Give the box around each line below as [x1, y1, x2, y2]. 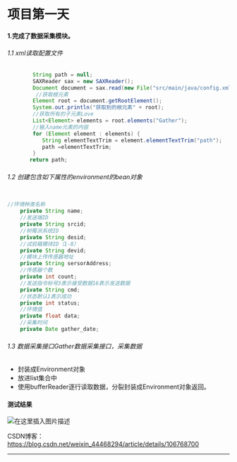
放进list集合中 [17, 374, 58, 382]
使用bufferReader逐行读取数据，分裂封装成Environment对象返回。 [17, 382, 210, 391]
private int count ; [20, 273, 78, 281]
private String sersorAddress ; [20, 260, 112, 267]
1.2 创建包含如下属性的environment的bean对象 [7, 172, 143, 181]
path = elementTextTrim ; [42, 143, 112, 150]
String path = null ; [32, 71, 93, 78]
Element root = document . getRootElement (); [32, 97, 162, 104]
